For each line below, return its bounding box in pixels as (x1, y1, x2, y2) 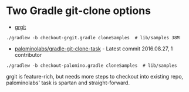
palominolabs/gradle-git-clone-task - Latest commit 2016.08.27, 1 (14, 45, 173, 52)
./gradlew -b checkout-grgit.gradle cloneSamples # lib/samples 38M (6, 35, 180, 40)
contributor (14, 51, 42, 58)
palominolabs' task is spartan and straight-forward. (6, 79, 130, 86)
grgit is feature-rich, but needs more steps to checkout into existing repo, (6, 73, 184, 80)
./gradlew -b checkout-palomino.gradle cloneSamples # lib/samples (6, 63, 177, 69)
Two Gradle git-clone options (6, 4, 151, 18)
